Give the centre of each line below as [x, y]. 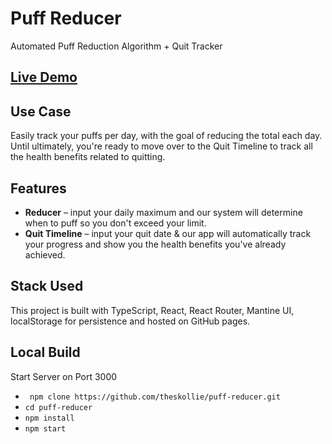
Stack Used [47, 286]
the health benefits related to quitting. [88, 157]
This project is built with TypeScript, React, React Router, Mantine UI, [152, 310]
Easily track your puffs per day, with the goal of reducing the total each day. [166, 136]
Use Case [41, 111]
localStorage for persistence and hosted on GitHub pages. [130, 321]
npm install [49, 418]
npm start [45, 428]
